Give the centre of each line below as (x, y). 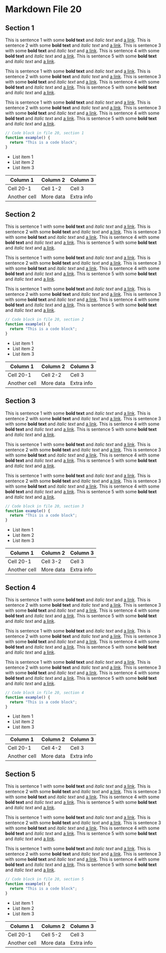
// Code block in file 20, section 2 (45, 320)
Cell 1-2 (51, 188)
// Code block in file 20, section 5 (45, 879)
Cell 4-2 (51, 748)
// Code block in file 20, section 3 (45, 506)
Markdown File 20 (43, 9)
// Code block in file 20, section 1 (45, 133)
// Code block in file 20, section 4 (45, 692)
